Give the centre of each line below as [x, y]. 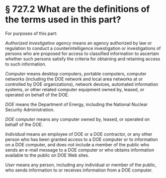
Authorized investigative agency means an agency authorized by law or [79, 43]
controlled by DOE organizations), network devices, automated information [82, 84]
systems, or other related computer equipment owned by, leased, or [75, 89]
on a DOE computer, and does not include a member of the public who [77, 144]
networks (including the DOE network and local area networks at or [74, 79]
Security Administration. [30, 110]
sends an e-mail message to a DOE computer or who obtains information [80, 150]
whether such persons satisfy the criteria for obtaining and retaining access [83, 59]
